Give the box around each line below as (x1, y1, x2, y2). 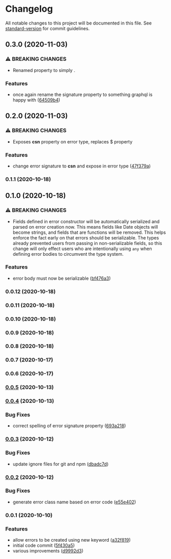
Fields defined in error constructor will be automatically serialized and (12, 218, 160, 225)
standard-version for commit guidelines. (5, 25, 90, 31)
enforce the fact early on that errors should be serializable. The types (12, 234, 159, 240)
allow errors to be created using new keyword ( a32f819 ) (12, 537, 131, 543)
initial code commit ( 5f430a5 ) (12, 542, 75, 549)
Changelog (5, 3, 53, 15)
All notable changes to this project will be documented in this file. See (5, 20, 152, 26)
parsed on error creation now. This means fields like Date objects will (12, 224, 158, 230)
